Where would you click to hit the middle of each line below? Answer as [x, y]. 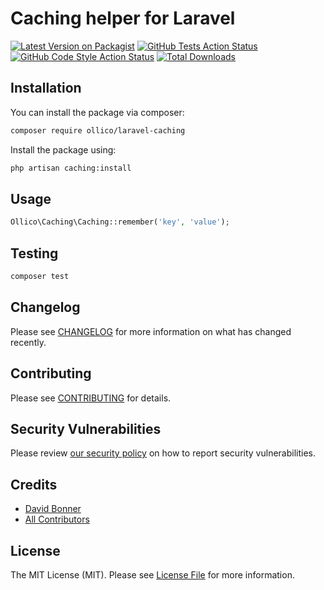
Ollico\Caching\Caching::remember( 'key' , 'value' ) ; [120, 222]
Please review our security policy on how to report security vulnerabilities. [163, 453]
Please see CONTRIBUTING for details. [91, 398]
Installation [46, 88]
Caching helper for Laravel [123, 18]
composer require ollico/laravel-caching [98, 130]
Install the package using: [63, 149]
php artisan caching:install [71, 168]
